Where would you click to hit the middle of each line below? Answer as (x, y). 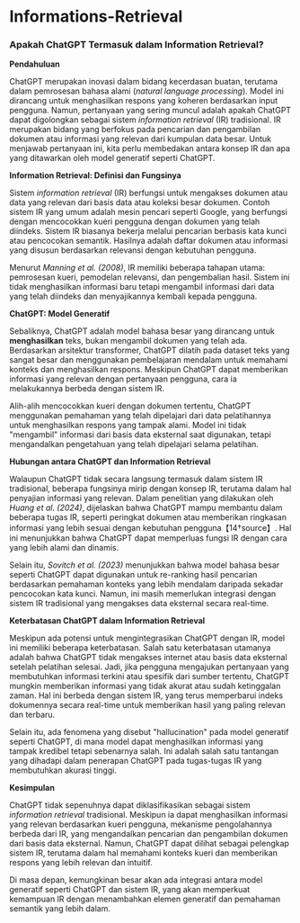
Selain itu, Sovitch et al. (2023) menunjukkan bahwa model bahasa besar (145, 565)
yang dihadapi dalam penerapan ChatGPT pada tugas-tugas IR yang (136, 761)
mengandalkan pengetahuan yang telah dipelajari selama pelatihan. (134, 444)
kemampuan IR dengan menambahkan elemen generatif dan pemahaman (145, 899)
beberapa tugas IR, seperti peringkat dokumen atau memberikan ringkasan (148, 517)
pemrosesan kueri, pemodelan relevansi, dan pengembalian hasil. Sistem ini (150, 277)
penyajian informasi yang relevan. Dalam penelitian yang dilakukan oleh (141, 498)
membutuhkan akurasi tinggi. (63, 770)
